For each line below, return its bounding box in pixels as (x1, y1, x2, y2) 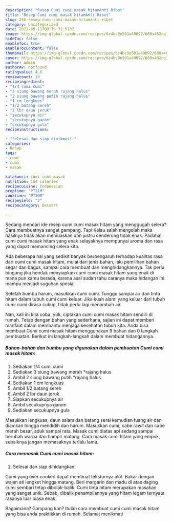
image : (5, 31, 19, 36)
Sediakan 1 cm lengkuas (12, 380, 64, 386)
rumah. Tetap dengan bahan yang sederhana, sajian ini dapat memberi (5, 316, 155, 323)
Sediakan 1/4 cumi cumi (12, 363, 63, 369)
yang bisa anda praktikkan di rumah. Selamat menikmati (5, 511, 123, 517)
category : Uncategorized (5, 22, 58, 27)
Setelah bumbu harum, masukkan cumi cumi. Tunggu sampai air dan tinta (5, 290, 160, 296)
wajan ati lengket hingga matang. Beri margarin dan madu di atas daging (5, 479, 158, 485)
